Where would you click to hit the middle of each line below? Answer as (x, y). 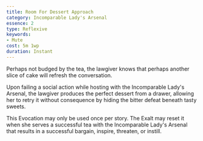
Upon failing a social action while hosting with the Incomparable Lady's (95, 87)
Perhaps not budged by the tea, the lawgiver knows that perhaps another (98, 69)
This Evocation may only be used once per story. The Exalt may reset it (95, 118)
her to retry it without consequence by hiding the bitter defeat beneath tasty (101, 100)
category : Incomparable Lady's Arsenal (57, 18)
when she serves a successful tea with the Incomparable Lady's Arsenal (97, 125)
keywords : (19, 35)
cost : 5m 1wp (23, 46)
